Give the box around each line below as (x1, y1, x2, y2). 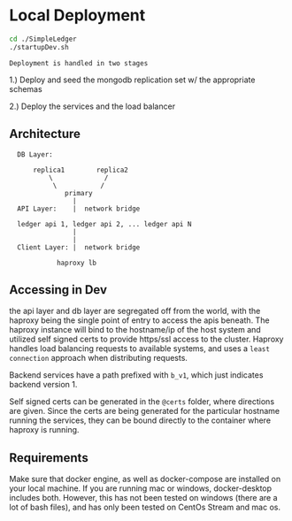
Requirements (9, 450, 88, 465)
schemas (9, 83, 42, 94)
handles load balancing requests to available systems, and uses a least (9, 343, 270, 354)
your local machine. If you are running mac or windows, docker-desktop (9, 483, 273, 494)
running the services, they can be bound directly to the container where (9, 415, 272, 425)
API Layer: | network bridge (17, 204, 141, 213)
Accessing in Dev (9, 282, 108, 297)
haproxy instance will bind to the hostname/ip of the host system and (9, 325, 261, 335)
